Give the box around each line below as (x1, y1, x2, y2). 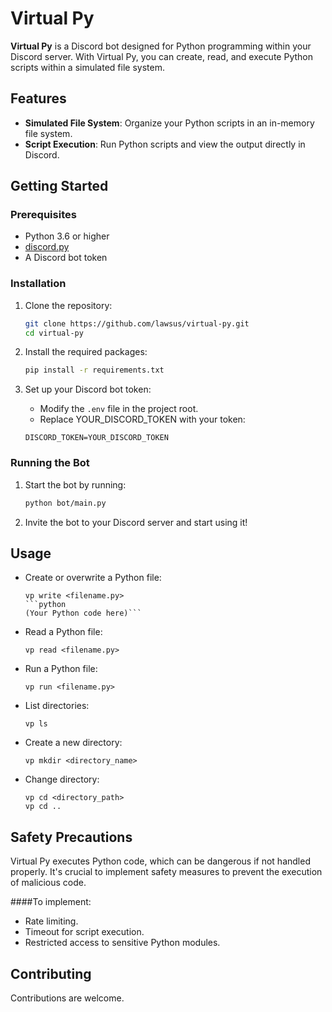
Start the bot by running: (24, 478, 127, 491)
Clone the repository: (24, 299, 113, 311)
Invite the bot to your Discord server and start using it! (24, 516, 248, 528)
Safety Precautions (10, 828, 133, 846)
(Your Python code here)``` (24, 608, 142, 619)
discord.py (24, 241, 70, 253)
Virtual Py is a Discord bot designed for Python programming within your (10, 40, 312, 52)
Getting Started (10, 178, 109, 195)
